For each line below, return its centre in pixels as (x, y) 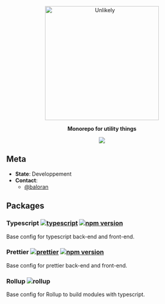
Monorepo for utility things (102, 129)
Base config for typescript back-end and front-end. (70, 237)
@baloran (36, 187)
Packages (25, 206)
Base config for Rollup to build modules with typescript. (76, 294)
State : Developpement (43, 174)
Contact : (26, 180)
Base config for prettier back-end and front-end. (67, 265)
